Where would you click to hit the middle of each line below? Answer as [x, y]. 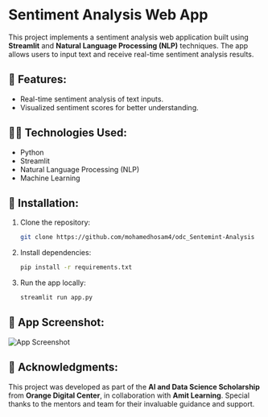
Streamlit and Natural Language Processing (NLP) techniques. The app [128, 45]
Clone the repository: [55, 222]
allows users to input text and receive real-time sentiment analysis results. [131, 54]
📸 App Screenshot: [56, 322]
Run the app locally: [53, 283]
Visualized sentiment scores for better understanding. [109, 107]
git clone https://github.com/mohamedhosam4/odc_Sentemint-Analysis [137, 237]
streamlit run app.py [56, 298]
